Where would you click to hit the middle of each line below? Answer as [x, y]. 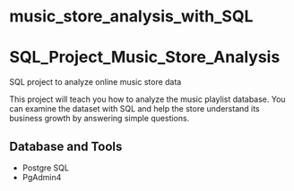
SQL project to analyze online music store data [95, 82]
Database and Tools [66, 146]
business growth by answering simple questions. [99, 119]
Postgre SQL [46, 168]
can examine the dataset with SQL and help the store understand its [134, 109]
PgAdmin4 [42, 177]
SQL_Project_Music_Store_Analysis [145, 58]
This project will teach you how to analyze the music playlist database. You [147, 99]
